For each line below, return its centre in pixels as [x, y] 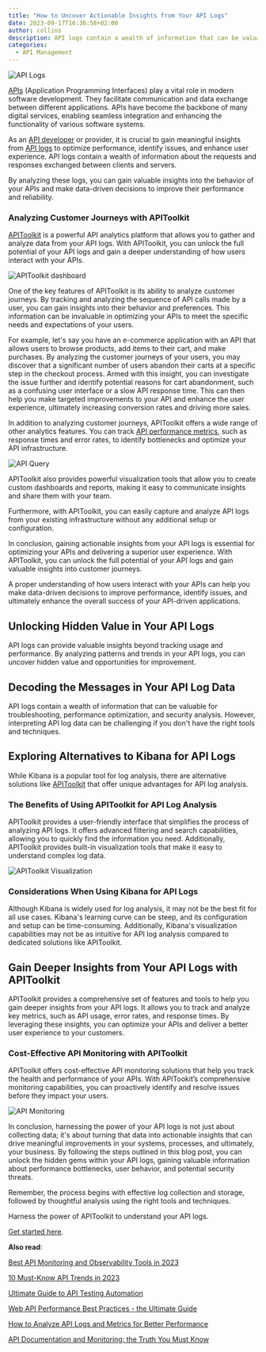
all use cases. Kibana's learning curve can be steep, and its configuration [128, 917]
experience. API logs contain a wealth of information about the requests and [133, 156]
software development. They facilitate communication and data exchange [128, 99]
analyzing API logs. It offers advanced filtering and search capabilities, [123, 830]
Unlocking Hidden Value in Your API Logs [112, 626]
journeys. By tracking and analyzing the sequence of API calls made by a [127, 299]
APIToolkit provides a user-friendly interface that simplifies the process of [129, 822]
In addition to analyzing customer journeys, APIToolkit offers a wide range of [133, 423]
